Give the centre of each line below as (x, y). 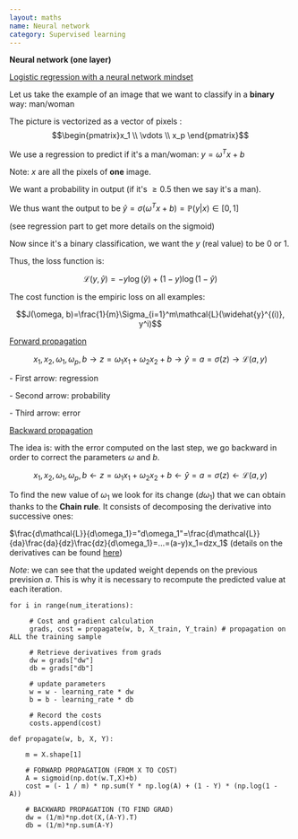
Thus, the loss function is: (57, 260)
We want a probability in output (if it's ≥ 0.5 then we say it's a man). (135, 189)
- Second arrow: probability (60, 396)
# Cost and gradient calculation (91, 621)
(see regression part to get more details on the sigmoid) (112, 226)
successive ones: (41, 516)
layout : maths (36, 17)
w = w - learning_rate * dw (81, 692)
